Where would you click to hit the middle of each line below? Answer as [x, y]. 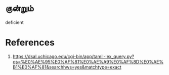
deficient [14, 22]
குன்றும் [19, 8]
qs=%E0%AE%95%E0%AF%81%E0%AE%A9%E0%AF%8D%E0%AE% [88, 61]
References [30, 43]
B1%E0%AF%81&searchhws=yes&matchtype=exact [67, 67]
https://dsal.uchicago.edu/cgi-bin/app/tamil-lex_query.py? [73, 56]
